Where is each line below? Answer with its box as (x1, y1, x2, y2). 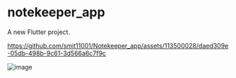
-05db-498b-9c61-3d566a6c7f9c (7, 49, 107, 57)
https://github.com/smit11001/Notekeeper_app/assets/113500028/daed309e (7, 41, 229, 50)
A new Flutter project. (7, 28, 71, 36)
